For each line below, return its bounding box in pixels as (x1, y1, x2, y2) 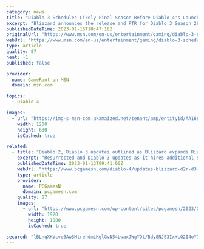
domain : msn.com (12, 82, 53, 88)
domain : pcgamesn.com (22, 189, 78, 195)
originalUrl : (6, 32, 39, 38)
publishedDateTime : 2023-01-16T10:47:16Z (6, 26, 113, 32)
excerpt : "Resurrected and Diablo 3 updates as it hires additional (17, 155, 194, 161)
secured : (6, 234, 29, 240)
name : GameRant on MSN (12, 77, 69, 83)
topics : (6, 93, 26, 99)
